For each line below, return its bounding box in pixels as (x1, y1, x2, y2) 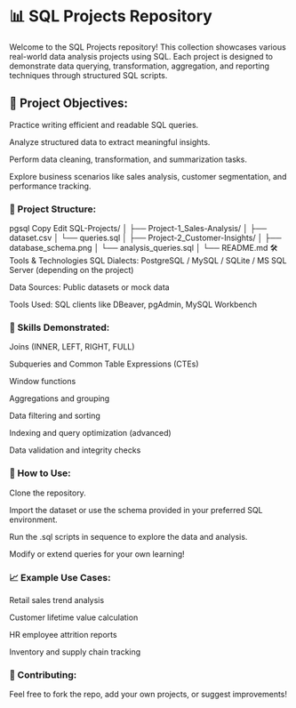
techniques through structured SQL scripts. (9, 69, 168, 80)
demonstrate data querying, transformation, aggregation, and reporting (9, 60, 269, 71)
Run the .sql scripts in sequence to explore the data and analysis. (9, 531, 248, 542)
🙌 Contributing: (9, 668, 77, 680)
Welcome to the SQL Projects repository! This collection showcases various (9, 41, 286, 52)
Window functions (9, 376, 76, 387)
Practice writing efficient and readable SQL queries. (9, 119, 199, 130)
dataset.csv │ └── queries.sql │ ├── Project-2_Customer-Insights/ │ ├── (9, 232, 282, 244)
